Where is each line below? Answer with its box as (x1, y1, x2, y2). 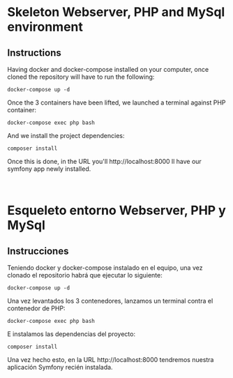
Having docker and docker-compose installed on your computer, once (7, 66, 209, 73)
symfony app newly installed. (7, 165, 91, 173)
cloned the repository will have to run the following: (7, 73, 155, 81)
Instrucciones (7, 245, 69, 257)
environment (7, 19, 84, 35)
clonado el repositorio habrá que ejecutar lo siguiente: (7, 271, 163, 279)
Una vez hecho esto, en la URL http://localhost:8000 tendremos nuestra (7, 356, 214, 363)
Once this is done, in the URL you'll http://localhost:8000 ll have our (7, 158, 202, 165)
